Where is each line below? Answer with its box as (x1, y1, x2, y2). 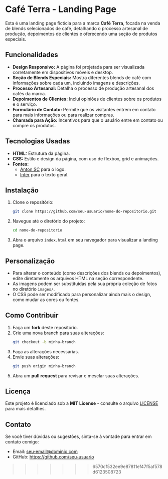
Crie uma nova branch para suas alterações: (12, 330, 104, 336)
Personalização (5, 257, 55, 265)
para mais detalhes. (5, 406, 46, 412)
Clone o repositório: (12, 199, 54, 205)
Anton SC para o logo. (20, 166, 66, 172)
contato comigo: (5, 439, 39, 445)
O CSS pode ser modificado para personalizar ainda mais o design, (12, 291, 151, 297)
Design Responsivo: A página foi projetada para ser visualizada (12, 64, 145, 70)
